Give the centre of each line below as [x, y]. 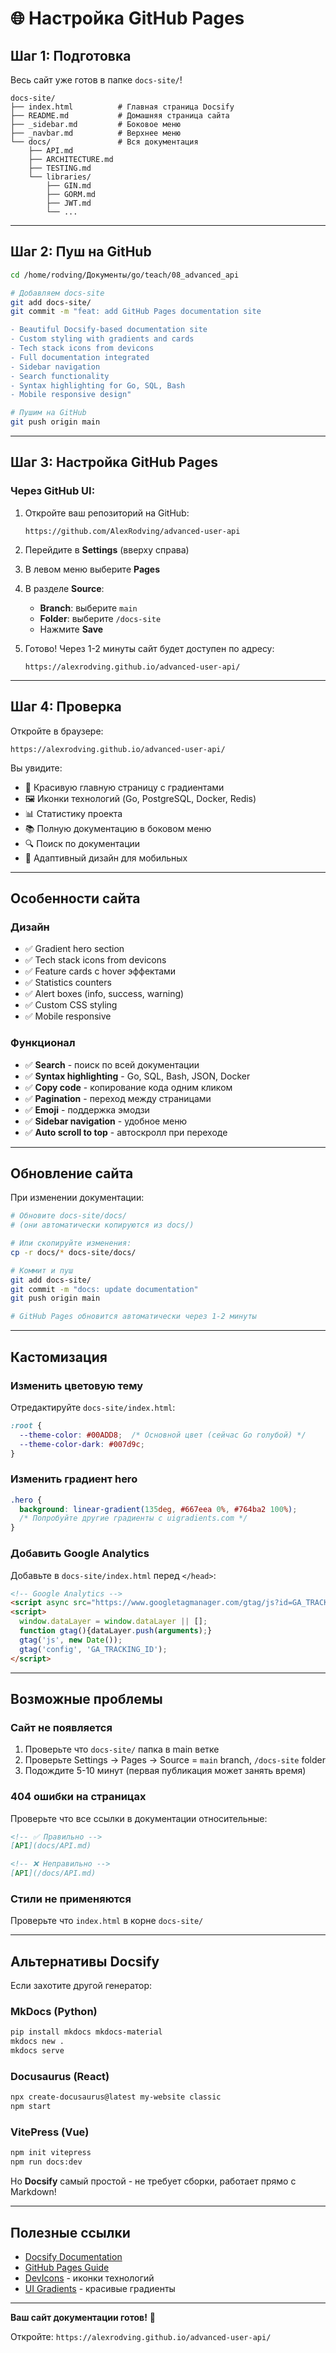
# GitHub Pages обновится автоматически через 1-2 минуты [133, 1317]
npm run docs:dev [46, 2162]
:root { [26, 1425]
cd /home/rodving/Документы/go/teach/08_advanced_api [125, 275]
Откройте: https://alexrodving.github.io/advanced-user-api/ [141, 2336]
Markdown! [33, 2192]
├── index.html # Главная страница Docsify [122, 107]
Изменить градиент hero [74, 1479]
